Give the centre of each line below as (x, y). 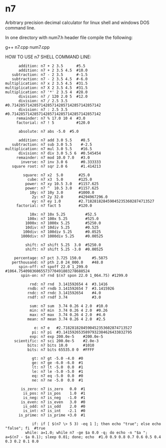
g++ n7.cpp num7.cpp (27, 47)
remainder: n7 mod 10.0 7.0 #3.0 (53, 158)
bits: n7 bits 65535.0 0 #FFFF (61, 350)
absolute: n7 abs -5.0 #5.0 (48, 131)
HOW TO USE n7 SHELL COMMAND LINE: (48, 57)
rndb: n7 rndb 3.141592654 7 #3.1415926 (71, 288)
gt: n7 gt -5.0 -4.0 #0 (57, 358)
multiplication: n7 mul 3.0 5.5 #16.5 (49, 149)
